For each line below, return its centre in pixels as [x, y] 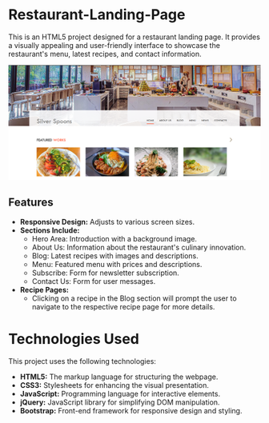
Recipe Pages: [44, 289]
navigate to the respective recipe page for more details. [123, 306]
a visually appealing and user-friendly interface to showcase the [114, 45]
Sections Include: [50, 230]
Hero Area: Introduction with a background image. [114, 238]
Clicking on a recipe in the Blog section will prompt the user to [134, 298]
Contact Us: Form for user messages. [94, 281]
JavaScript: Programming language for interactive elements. [120, 393]
